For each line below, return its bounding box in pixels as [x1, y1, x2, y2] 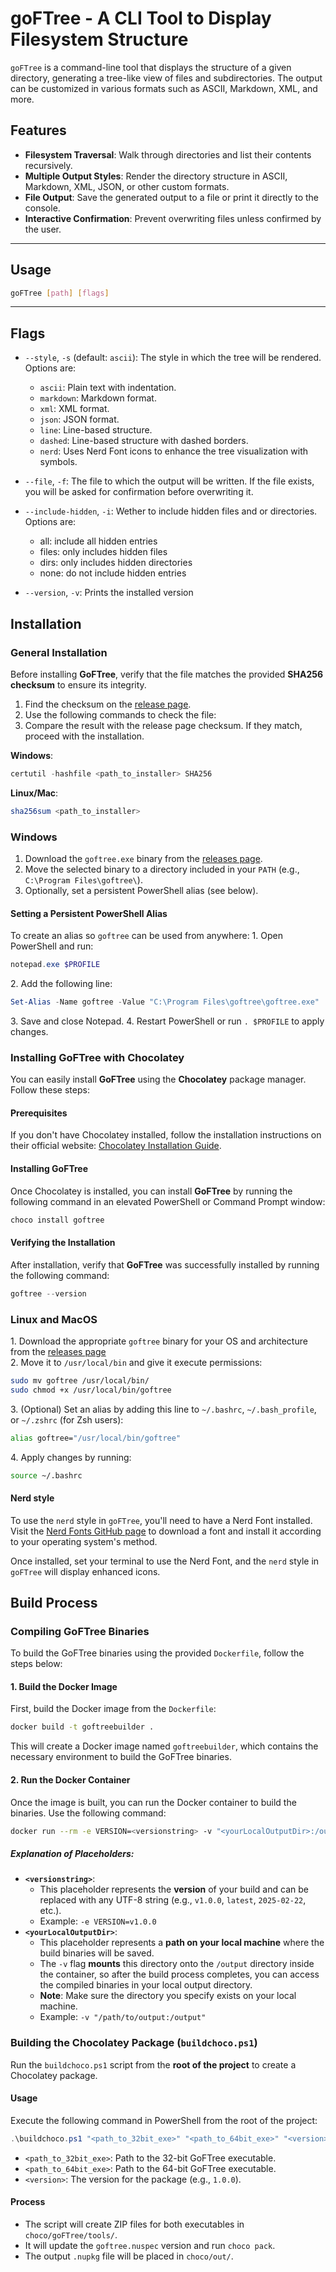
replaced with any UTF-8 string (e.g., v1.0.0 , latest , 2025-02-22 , [39, 1894, 307, 1906]
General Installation [10, 645, 108, 659]
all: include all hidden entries [39, 535, 158, 547]
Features [10, 122, 67, 139]
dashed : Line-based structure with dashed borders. [39, 435, 249, 447]
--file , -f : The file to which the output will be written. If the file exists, [24, 475, 315, 487]
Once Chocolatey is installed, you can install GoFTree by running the [10, 1185, 293, 1197]
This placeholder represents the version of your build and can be [39, 1883, 309, 1896]
